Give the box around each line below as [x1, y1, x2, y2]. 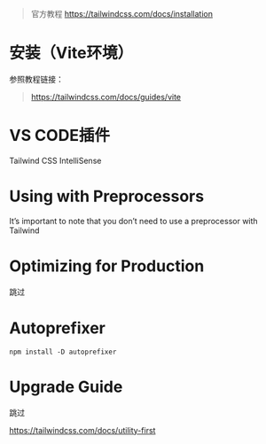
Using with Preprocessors [9, 186, 205, 206]
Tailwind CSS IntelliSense [9, 155, 102, 166]
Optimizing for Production [9, 256, 205, 276]
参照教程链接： [9, 74, 64, 84]
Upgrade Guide [9, 377, 123, 397]
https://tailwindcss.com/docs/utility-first [9, 425, 156, 435]
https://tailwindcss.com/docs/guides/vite [30, 91, 182, 102]
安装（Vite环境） [9, 43, 134, 63]
